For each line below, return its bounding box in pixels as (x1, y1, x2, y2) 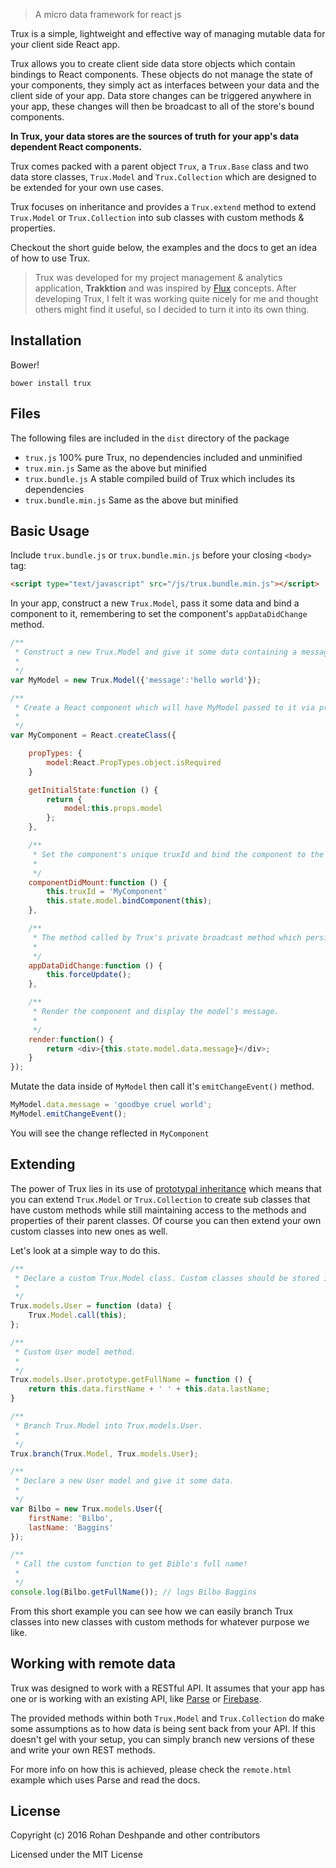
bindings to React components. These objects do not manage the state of (10, 69, 314, 80)
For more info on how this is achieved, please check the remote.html (10, 1763, 292, 1775)
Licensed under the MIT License (10, 1849, 143, 1861)
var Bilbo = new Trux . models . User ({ (10, 1504, 163, 1514)
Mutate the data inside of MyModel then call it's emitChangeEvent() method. (10, 1080, 315, 1093)
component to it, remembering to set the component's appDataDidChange (10, 608, 308, 620)
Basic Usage (10, 523, 90, 540)
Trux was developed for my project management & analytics (34, 272, 283, 283)
